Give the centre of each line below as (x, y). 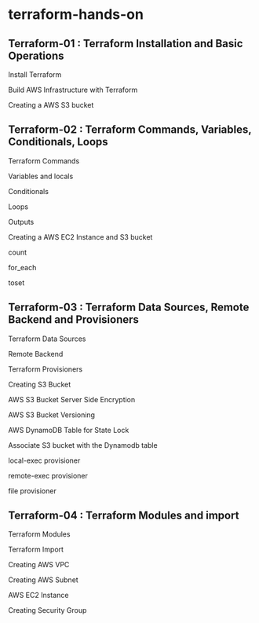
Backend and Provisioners (74, 320)
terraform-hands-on (76, 15)
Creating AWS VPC (39, 565)
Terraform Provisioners (46, 369)
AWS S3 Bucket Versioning (52, 415)
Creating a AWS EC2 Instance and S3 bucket (80, 236)
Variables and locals (41, 176)
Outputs (21, 222)
